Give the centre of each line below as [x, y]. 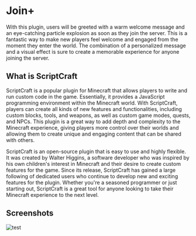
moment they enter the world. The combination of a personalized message [96, 46]
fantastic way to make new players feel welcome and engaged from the [92, 39]
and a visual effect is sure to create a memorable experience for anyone [93, 51]
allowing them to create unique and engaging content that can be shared [94, 134]
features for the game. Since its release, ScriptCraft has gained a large [91, 170]
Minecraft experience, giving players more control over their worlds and [93, 127]
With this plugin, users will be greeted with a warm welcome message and [96, 27]
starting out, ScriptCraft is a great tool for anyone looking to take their [90, 189]
